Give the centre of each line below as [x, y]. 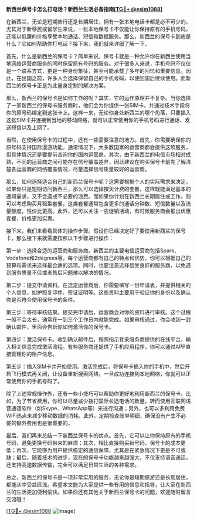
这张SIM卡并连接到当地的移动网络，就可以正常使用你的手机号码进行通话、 [96, 120]
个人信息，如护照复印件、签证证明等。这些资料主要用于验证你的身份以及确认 [98, 292]
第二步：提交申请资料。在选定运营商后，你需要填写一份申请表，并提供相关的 [98, 285]
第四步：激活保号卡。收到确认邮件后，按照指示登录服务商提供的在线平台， [96, 339]
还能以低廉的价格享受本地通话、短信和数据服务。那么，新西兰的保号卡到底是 [98, 36]
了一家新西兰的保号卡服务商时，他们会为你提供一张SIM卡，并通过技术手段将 [98, 105]
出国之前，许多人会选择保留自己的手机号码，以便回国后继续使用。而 [103, 78]
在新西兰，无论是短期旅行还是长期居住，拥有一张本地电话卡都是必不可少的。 [98, 22]
